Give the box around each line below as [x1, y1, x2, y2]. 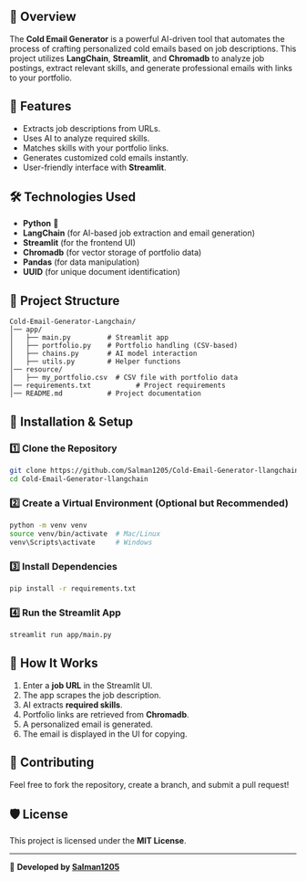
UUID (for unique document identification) [22, 267, 180, 278]
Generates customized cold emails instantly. [22, 152, 189, 163]
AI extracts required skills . [22, 699, 123, 710]
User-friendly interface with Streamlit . [22, 162, 167, 173]
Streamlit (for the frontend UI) [22, 237, 137, 248]
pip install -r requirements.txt [9, 583, 137, 593]
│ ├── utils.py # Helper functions [9, 357, 181, 366]
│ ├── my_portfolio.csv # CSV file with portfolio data [9, 373, 239, 383]
